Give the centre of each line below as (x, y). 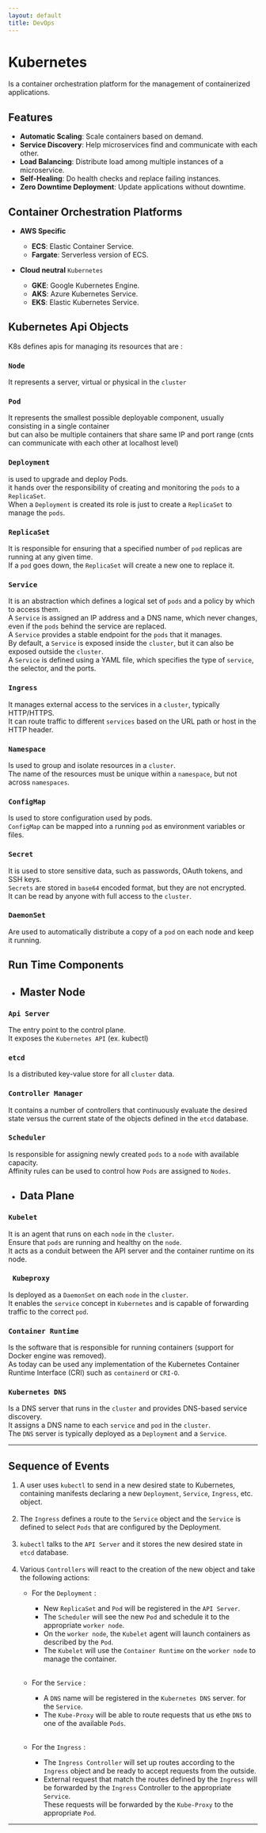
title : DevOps (32, 23)
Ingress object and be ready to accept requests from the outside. (150, 1771)
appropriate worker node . (84, 1625)
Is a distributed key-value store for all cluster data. (91, 1074)
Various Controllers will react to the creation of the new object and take (137, 1569)
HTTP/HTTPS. (31, 712)
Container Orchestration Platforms (95, 212)
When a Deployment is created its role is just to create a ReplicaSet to (120, 504)
